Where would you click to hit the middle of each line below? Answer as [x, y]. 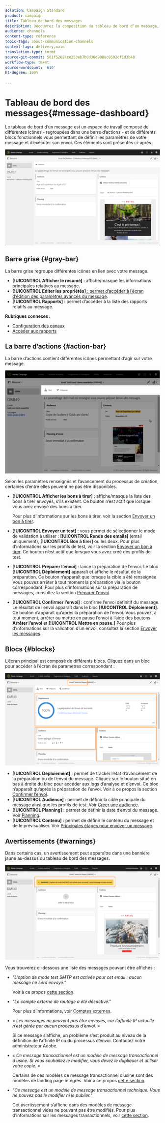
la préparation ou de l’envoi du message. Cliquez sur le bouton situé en [84, 779]
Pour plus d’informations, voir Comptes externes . [62, 1011]
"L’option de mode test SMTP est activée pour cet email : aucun [77, 977]
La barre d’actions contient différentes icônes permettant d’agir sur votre [79, 358]
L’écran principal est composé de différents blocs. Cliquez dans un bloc [78, 661]
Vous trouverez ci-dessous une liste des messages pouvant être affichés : [80, 968]
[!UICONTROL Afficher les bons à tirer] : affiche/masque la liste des [82, 496]
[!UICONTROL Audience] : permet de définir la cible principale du [79, 800]
